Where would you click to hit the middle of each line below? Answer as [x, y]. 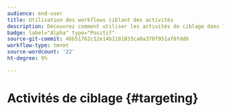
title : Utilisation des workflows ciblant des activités [90, 20]
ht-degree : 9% [27, 58]
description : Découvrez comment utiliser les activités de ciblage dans [113, 26]
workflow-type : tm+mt [38, 45]
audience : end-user [35, 13]
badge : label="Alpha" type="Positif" [61, 33]
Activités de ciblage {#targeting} [103, 98]
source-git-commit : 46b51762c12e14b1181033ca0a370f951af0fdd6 [98, 39]
